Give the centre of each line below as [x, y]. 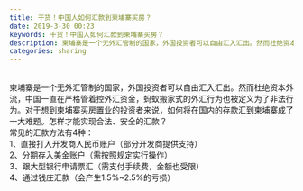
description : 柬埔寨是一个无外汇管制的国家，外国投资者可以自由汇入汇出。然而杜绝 [147, 43]
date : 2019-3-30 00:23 [52, 26]
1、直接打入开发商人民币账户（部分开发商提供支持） [106, 144]
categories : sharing [48, 51]
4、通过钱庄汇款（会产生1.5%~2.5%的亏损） [92, 177]
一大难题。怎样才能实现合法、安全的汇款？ [88, 122]
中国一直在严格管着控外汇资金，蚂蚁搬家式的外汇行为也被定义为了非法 [155, 99]
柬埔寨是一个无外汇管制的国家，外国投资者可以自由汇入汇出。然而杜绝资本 [147, 87]
